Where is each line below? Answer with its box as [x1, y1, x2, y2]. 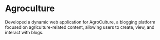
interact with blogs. [5, 29, 44, 35]
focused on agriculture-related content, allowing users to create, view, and [5, 24, 155, 30]
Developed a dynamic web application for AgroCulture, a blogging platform [5, 19, 156, 25]
